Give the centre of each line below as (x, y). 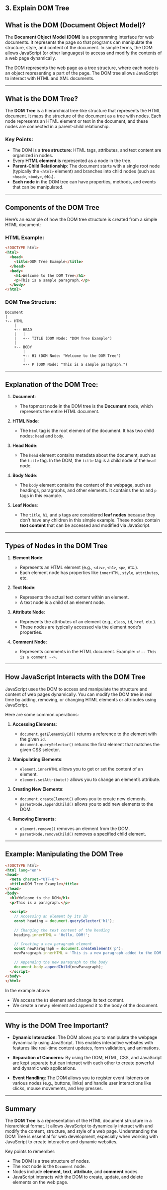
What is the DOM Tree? (42, 99)
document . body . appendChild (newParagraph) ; (59, 967)
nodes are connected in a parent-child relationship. (58, 127)
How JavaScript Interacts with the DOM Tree (75, 677)
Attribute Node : (29, 612)
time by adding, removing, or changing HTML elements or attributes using (81, 699)
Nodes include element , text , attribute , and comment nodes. (76, 1172)
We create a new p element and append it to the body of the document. (85, 1005)
